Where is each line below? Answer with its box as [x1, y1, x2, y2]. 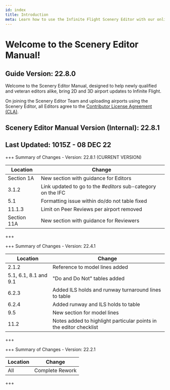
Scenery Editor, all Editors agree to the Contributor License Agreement [5, 103, 152, 109]
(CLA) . [5, 109, 19, 115]
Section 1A [8, 175, 34, 182]
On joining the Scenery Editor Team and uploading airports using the [5, 98, 148, 104]
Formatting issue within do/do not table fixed [40, 197, 147, 204]
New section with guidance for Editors [40, 175, 132, 182]
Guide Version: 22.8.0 [5, 69, 76, 78]
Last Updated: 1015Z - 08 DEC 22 [5, 141, 111, 149]
